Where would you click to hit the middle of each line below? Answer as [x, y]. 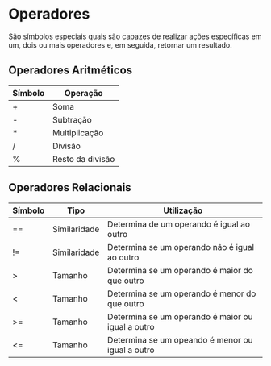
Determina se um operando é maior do [181, 270]
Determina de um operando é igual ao [179, 224]
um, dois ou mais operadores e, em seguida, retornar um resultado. [120, 44]
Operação [83, 93]
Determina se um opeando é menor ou [180, 339]
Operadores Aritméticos [71, 71]
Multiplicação [78, 132]
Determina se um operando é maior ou [180, 317]
